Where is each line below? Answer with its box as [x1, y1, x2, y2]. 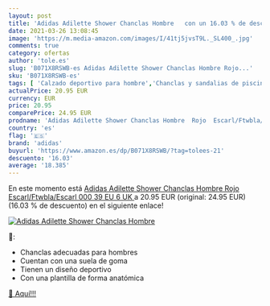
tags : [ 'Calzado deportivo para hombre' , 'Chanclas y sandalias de [8, 79, 239, 87]
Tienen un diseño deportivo [19, 265, 112, 275]
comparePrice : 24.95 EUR [8, 110, 92, 118]
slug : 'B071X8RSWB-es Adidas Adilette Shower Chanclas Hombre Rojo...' [8, 64, 253, 72]
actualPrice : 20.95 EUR [8, 86, 88, 95]
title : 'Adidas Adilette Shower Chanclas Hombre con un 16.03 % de [8, 19, 247, 27]
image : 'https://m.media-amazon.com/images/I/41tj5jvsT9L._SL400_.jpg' [8, 34, 253, 43]
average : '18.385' [8, 162, 70, 170]
